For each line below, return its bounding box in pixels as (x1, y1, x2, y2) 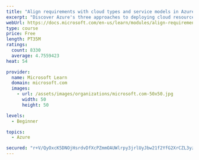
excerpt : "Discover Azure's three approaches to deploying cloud (6, 14, 171, 20)
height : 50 (21, 102, 49, 108)
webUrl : (6, 20, 25, 25)
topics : (6, 129, 25, 135)
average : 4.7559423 (11, 53, 60, 59)
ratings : (6, 42, 28, 48)
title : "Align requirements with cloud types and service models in (6, 8, 179, 15)
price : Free (6, 31, 36, 37)
